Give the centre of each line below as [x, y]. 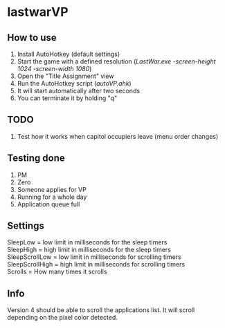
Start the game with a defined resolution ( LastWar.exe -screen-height [116, 61]
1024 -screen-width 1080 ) [54, 69]
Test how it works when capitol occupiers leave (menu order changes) [118, 136]
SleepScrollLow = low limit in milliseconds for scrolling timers [94, 257]
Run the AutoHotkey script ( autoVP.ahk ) [74, 83]
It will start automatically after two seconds [79, 91]
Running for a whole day [52, 197]
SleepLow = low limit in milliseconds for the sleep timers [87, 242]
